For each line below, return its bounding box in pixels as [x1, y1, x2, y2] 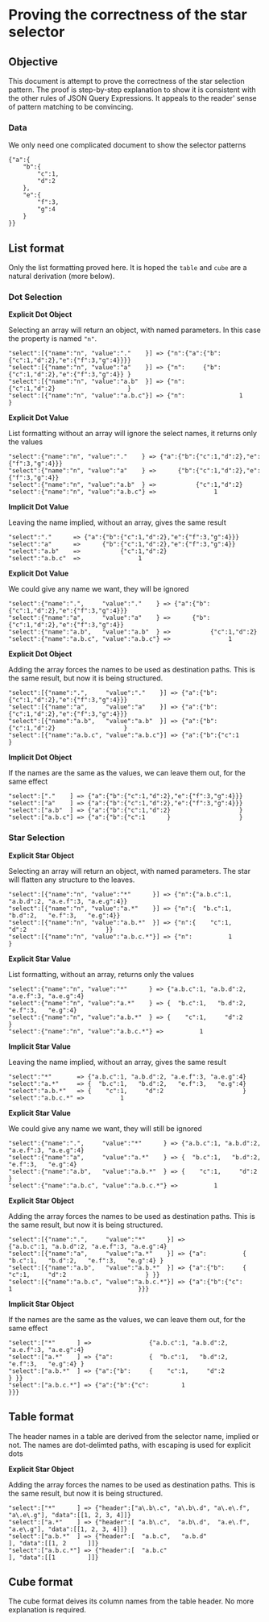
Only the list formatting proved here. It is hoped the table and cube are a [8, 263, 247, 272]
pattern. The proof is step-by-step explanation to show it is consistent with [8, 85, 256, 94]
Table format [8, 1410, 74, 1424]
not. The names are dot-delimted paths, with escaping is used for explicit [8, 1440, 251, 1449]
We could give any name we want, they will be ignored [8, 584, 189, 594]
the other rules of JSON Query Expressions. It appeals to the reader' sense [8, 94, 257, 102]
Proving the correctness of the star [8, 6, 247, 24]
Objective [8, 55, 59, 69]
